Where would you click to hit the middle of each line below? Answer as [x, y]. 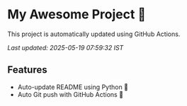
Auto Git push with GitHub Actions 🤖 [70, 94]
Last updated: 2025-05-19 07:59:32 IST [66, 47]
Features [27, 70]
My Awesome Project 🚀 [77, 14]
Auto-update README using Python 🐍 [73, 87]
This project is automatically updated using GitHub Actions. [94, 34]
